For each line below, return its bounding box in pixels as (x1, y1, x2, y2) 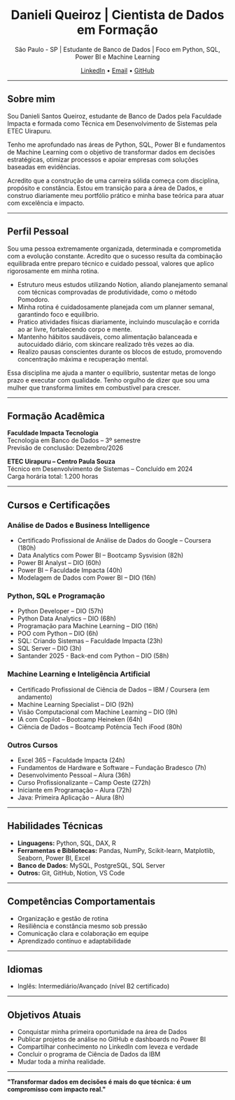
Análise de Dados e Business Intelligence (7, 520, 150, 530)
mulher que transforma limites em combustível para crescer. (7, 383, 181, 392)
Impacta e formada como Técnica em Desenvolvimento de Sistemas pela (7, 119, 218, 128)
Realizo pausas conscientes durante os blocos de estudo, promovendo (17, 347, 222, 356)
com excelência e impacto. (7, 199, 85, 207)
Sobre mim (7, 93, 56, 105)
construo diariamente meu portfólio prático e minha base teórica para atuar (7, 191, 225, 199)
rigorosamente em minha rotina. (7, 267, 99, 275)
